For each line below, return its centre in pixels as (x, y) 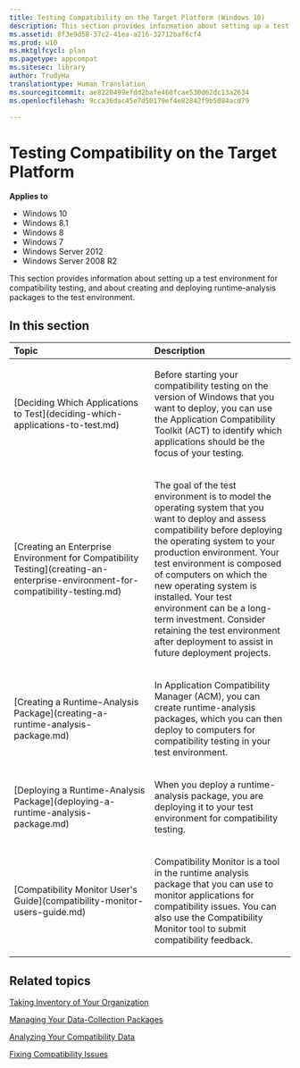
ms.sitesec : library (48, 68)
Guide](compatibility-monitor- (79, 901)
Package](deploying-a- (65, 802)
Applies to (29, 197)
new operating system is (206, 586)
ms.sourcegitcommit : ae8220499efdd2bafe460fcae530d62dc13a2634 (129, 92)
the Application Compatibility (215, 419)
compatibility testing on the (212, 386)
